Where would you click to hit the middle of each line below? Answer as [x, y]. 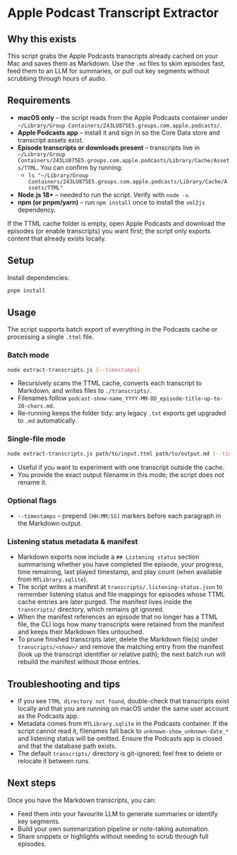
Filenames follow [42, 398]
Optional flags [32, 500]
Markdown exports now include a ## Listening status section [108, 557]
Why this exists [42, 39]
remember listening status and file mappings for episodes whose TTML [121, 595]
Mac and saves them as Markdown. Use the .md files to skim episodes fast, [116, 63]
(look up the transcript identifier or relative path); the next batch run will [121, 655]
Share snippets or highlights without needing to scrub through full [113, 836]
